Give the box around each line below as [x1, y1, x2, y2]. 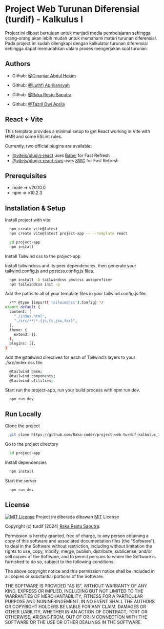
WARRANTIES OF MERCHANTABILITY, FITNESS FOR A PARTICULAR [5, 593, 143, 599]
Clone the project [5, 423, 40, 429]
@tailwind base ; [9, 369, 42, 374]
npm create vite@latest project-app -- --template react [9, 231, 128, 236]
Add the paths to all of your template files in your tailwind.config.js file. [5, 291, 147, 297]
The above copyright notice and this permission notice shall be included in [5, 568, 155, 574]
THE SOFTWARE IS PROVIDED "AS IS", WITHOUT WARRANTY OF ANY [5, 583, 147, 588]
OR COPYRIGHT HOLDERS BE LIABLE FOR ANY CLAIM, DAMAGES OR [5, 604, 146, 609]
